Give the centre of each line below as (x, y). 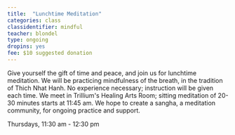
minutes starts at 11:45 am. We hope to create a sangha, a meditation (116, 103)
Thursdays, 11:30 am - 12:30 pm (53, 124)
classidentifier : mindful (45, 27)
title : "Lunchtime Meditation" (54, 14)
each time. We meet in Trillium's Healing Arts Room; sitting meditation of (112, 95)
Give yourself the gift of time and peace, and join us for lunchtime (102, 73)
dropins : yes (26, 46)
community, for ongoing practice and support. (74, 110)
